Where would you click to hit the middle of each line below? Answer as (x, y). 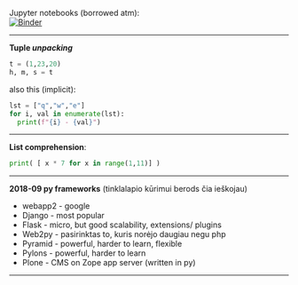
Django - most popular (63, 216)
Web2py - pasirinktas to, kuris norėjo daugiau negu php (124, 234)
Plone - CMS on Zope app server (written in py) (109, 263)
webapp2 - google (56, 206)
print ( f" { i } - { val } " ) (59, 122)
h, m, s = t (31, 72)
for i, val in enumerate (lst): (67, 114)
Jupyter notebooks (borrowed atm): (74, 13)
